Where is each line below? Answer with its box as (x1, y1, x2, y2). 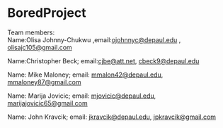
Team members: (7, 28, 55, 37)
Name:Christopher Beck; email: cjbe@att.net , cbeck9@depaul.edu (7, 56, 200, 65)
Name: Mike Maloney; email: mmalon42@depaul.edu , (7, 70, 164, 79)
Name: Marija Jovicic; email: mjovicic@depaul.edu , (7, 91, 156, 100)
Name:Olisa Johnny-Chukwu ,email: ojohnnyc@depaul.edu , (7, 35, 181, 44)
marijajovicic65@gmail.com (7, 98, 88, 107)
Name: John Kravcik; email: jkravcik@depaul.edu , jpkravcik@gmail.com (7, 113, 217, 121)
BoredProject (7, 5, 86, 21)
